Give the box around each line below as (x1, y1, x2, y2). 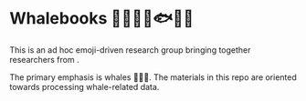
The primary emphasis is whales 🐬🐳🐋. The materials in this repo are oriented (9, 71, 297, 83)
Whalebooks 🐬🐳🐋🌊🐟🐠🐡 (9, 8, 195, 29)
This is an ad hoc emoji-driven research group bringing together (9, 44, 251, 56)
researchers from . (9, 54, 79, 65)
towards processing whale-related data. (9, 81, 160, 92)
